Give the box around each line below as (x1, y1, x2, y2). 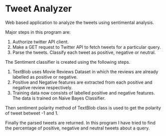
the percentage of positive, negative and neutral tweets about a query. (5, 125, 150, 131)
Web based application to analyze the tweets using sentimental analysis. (5, 19, 155, 25)
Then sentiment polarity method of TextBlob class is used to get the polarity (5, 105, 161, 111)
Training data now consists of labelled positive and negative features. (12, 90, 156, 96)
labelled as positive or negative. (12, 74, 78, 80)
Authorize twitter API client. (12, 38, 69, 45)
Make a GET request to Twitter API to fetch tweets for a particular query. (12, 44, 161, 50)
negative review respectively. (12, 84, 73, 90)
